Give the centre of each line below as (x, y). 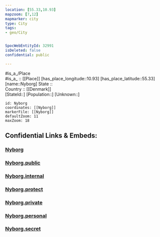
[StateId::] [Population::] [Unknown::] (42, 94)
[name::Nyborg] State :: (29, 84)
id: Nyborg (16, 103)
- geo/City (16, 33)
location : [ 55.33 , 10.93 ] (31, 10)
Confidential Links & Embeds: (51, 136)
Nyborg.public (23, 163)
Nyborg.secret (23, 229)
